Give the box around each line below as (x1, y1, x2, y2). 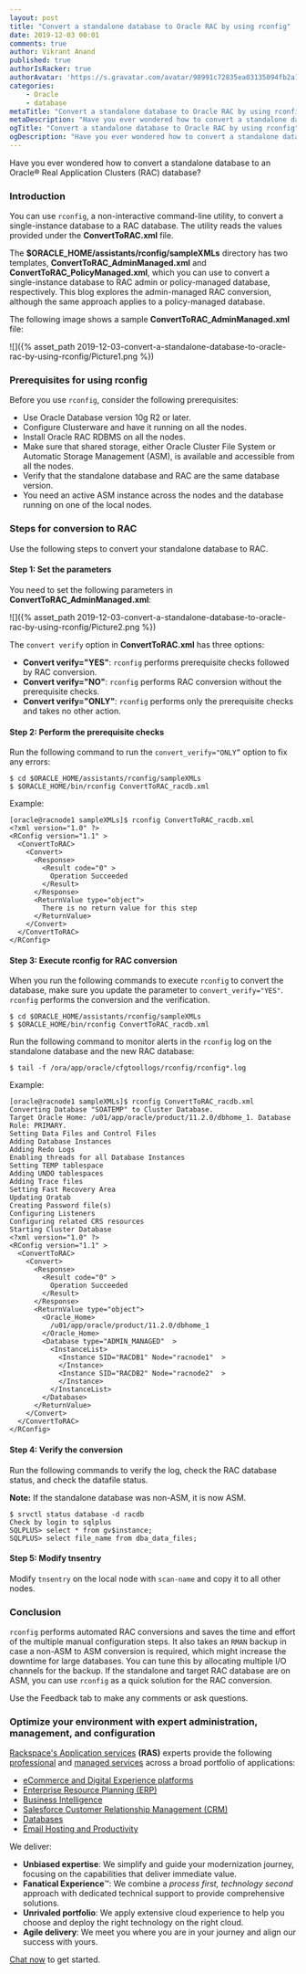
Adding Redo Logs (9, 1145, 76, 1155)
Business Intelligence (22, 1794, 103, 1805)
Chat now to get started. (9, 1954, 101, 1965)
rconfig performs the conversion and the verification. (9, 995, 210, 1006)
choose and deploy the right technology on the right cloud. (22, 1917, 244, 1928)
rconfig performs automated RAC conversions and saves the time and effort (9, 1627, 296, 1638)
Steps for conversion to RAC (9, 523, 138, 535)
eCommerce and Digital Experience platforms (22, 1775, 194, 1786)
